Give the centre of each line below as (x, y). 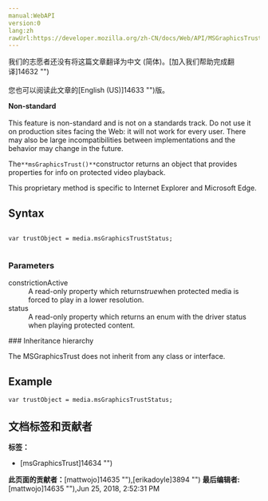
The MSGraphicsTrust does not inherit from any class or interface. (117, 356)
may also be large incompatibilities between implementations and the (122, 140)
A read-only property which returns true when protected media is (134, 292)
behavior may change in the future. (66, 149)
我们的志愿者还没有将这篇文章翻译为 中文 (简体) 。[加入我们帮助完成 (118, 62)
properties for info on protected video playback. (87, 173)
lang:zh (21, 30)
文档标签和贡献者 (50, 426)
